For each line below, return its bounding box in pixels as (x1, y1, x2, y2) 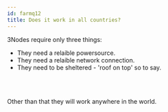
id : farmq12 (7, 10, 41, 17)
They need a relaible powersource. (16, 49, 116, 57)
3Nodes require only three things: (7, 35, 102, 43)
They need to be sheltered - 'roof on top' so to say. (16, 63, 162, 71)
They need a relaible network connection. (16, 56, 135, 64)
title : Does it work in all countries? (7, 16, 121, 23)
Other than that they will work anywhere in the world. (7, 97, 157, 105)
